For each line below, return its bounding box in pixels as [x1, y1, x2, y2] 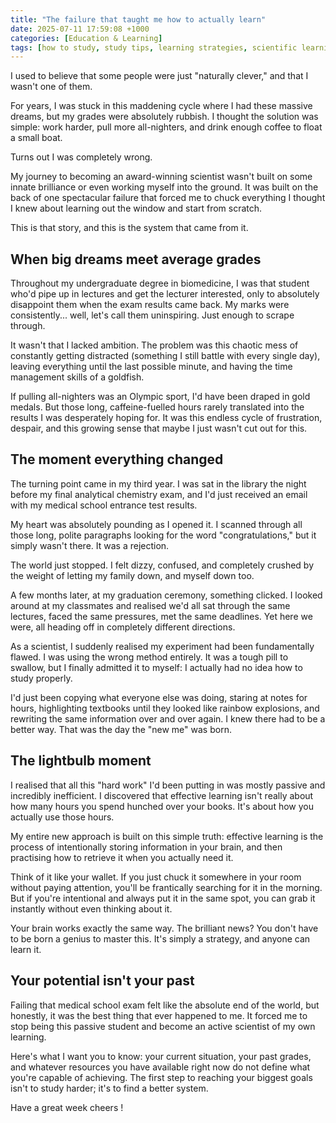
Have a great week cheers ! [10, 1101, 124, 1113]
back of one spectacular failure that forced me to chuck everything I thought [10, 192, 326, 204]
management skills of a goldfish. [10, 371, 145, 383]
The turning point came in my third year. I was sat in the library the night [10, 477, 307, 490]
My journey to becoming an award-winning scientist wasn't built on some [10, 171, 313, 183]
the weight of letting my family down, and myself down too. [10, 569, 255, 581]
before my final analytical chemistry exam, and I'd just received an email [10, 488, 308, 500]
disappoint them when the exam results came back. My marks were [10, 299, 290, 311]
